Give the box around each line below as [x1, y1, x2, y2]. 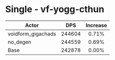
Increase [85, 22, 107, 29]
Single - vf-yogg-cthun [5, 4, 104, 15]
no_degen [8, 38, 32, 45]
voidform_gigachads [8, 30, 56, 37]
